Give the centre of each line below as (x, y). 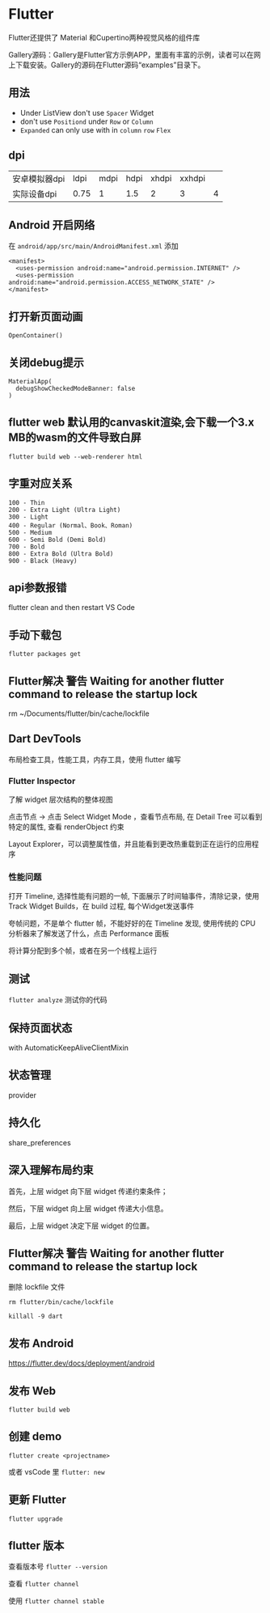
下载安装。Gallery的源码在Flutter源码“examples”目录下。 (110, 65)
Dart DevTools (45, 739)
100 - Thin (27, 502)
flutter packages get (45, 654)
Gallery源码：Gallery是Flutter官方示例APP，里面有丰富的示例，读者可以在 (131, 54)
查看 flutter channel (44, 1584)
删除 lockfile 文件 (37, 1287)
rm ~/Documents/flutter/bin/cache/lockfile (79, 713)
